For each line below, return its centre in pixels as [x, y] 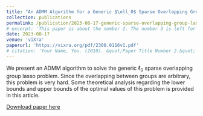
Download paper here [33, 106]
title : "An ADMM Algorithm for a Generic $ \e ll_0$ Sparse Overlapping [97, 12]
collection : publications [39, 17]
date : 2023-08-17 [28, 34]
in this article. [23, 95]
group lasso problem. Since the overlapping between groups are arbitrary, [98, 76]
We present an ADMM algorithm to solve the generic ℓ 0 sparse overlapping [100, 69]
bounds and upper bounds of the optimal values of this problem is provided [100, 88]
